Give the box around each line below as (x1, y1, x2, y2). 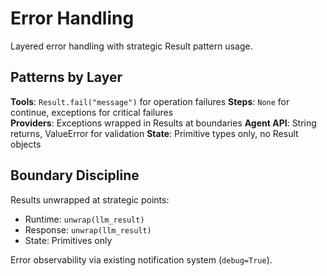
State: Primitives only (24, 234, 113, 246)
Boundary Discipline (10, 167, 140, 184)
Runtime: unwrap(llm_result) (24, 213, 145, 225)
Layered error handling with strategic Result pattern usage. (10, 40, 253, 52)
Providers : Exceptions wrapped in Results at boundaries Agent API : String (10, 117, 317, 129)
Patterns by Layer (10, 69, 123, 86)
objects (10, 138, 42, 150)
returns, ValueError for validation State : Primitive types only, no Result (10, 127, 299, 139)
